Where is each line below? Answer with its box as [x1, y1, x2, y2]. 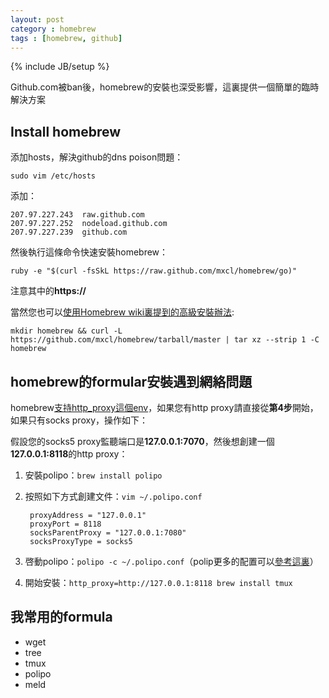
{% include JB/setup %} [10, 61, 110, 73]
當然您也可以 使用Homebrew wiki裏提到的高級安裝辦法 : [10, 306, 235, 318]
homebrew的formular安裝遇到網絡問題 [10, 373, 253, 390]
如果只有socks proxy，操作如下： [10, 414, 148, 426]
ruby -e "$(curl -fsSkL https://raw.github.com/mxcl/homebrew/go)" [10, 266, 298, 276]
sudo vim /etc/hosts [10, 171, 97, 181]
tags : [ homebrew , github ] [10, 33, 123, 43]
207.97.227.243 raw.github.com [10, 210, 145, 220]
